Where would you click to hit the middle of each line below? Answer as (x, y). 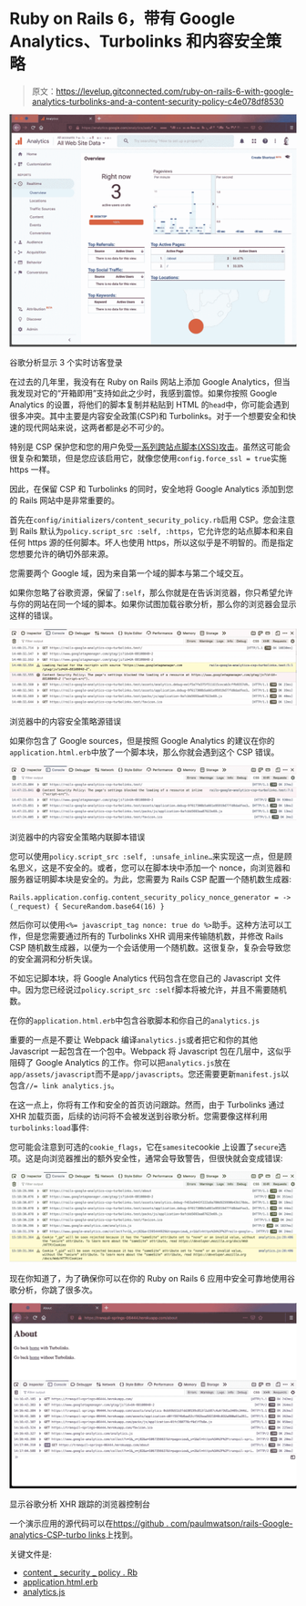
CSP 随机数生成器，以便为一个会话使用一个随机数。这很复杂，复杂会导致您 (150, 948)
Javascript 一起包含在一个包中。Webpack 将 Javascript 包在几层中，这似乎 (151, 1051)
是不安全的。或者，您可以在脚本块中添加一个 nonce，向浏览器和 (170, 868)
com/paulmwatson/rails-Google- (232, 1524)
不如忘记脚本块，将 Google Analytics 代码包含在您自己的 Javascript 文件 (145, 978)
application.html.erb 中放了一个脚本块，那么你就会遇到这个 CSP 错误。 (144, 752)
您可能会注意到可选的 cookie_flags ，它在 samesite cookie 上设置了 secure (144, 1147)
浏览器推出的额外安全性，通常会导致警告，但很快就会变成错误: (166, 1158)
